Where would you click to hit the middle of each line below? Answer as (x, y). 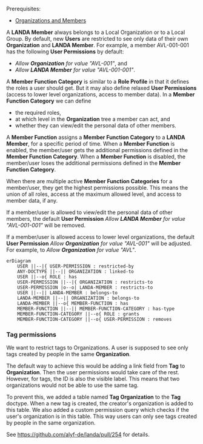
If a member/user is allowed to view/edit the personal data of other (89, 212)
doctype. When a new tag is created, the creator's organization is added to (100, 403)
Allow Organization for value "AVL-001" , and (71, 63)
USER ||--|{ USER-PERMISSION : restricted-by (76, 266)
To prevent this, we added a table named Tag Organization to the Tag (93, 397)
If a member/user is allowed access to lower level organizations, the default (101, 237)
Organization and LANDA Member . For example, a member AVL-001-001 (98, 45)
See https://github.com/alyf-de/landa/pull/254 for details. (78, 435)
